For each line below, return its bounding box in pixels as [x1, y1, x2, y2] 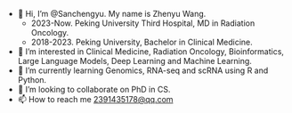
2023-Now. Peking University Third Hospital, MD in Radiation [30, 18, 255, 28]
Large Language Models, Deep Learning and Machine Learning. [17, 56, 252, 66]
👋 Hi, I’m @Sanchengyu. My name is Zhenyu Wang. [17, 9, 207, 19]
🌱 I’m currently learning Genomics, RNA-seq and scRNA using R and [17, 65, 269, 76]
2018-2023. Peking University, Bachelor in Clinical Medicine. [30, 36, 254, 47]
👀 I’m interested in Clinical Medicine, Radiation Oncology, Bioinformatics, [17, 46, 285, 57]
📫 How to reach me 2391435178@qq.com [17, 94, 174, 104]
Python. [17, 75, 47, 85]
